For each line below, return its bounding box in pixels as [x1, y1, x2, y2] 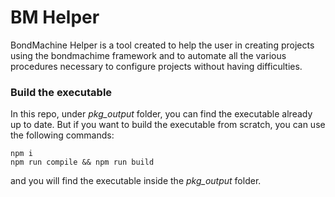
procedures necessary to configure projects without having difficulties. [10, 60, 303, 72]
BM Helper [10, 6, 100, 29]
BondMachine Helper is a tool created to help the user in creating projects [10, 39, 315, 51]
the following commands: [10, 129, 115, 141]
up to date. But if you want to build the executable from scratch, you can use [10, 119, 326, 131]
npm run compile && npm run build [10, 157, 155, 168]
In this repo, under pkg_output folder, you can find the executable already [10, 108, 313, 120]
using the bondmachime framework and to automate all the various [10, 49, 287, 61]
